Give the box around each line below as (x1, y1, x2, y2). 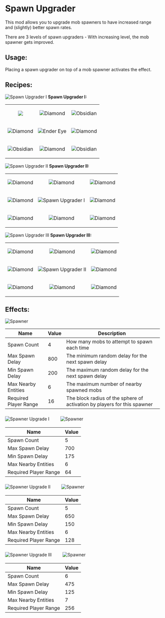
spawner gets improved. (5, 39, 55, 45)
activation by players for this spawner (66, 401, 153, 408)
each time (66, 345, 89, 352)
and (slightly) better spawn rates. (5, 24, 72, 30)
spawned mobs (66, 387, 102, 394)
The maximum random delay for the (66, 367, 149, 374)
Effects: (5, 305, 30, 314)
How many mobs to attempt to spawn (66, 338, 153, 345)
